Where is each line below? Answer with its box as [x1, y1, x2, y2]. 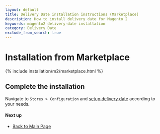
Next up [5, 112, 22, 118]
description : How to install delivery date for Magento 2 [5, 16, 128, 21]
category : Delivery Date [5, 26, 57, 31]
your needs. [5, 101, 30, 107]
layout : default [5, 7, 39, 12]
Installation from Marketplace [5, 52, 130, 63]
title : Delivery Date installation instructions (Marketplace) [5, 12, 139, 17]
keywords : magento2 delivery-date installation [5, 21, 106, 26]
